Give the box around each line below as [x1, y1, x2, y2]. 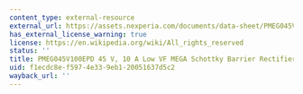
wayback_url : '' [9, 72, 70, 81]
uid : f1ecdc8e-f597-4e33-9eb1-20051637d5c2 [9, 64, 176, 73]
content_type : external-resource [9, 13, 135, 22]
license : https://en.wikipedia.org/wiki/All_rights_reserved [9, 38, 244, 47]
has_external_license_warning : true [9, 30, 147, 38]
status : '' [9, 47, 50, 56]
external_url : [9, 21, 63, 30]
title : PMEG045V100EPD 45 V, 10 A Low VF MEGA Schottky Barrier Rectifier [9, 55, 297, 64]
